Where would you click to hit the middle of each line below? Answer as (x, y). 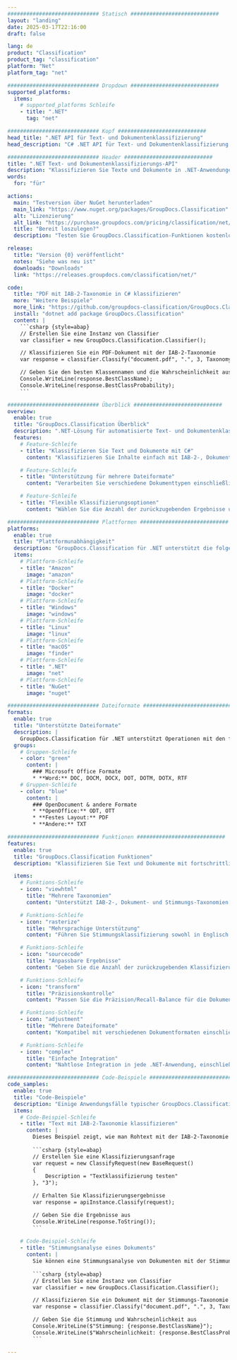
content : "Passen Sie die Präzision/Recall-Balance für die (116, 1000)
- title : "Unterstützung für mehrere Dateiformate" (97, 477)
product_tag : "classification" (53, 60)
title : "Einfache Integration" (72, 1059)
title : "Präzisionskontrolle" (70, 993)
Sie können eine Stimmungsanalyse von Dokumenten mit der (120, 1261)
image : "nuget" (48, 693)
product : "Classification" (47, 53)
